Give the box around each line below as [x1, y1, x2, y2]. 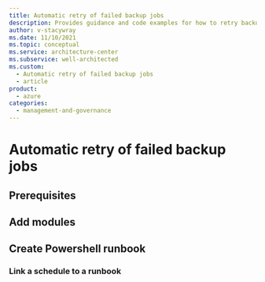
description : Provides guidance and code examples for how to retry [9, 19, 238, 27]
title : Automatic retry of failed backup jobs [9, 11, 164, 20]
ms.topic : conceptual [9, 41, 80, 49]
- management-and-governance [16, 107, 112, 115]
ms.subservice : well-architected [9, 56, 119, 64]
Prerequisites [9, 188, 76, 202]
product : [9, 84, 38, 93]
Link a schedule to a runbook [9, 265, 121, 276]
